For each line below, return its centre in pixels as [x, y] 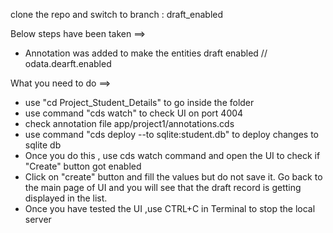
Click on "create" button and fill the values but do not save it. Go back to [173, 177]
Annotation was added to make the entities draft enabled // [146, 53]
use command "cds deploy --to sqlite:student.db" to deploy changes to [171, 134]
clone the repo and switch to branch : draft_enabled [117, 14]
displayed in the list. [66, 198]
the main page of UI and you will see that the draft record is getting [163, 187]
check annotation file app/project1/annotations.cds [129, 123]
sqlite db [43, 145]
